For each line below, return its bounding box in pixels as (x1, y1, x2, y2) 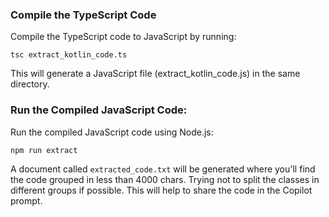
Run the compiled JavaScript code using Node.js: (10, 126, 214, 138)
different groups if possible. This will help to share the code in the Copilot (10, 184, 313, 196)
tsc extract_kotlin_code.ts (10, 50, 128, 60)
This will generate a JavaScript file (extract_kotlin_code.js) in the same (10, 68, 301, 80)
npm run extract (10, 145, 78, 155)
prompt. (10, 194, 43, 207)
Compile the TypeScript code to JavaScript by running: (10, 31, 237, 43)
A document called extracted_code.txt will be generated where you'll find (10, 163, 316, 175)
